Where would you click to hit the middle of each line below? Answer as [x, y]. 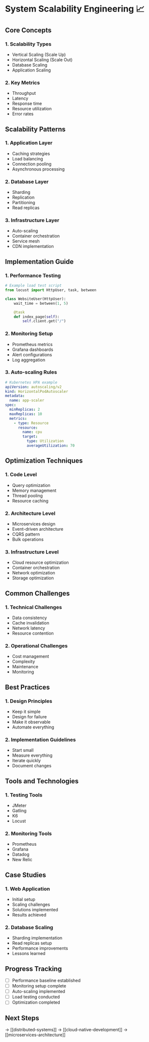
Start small [23, 750]
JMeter [19, 805]
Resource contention [33, 633]
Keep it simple [26, 712]
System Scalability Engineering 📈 [75, 9]
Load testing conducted [36, 997]
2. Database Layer [27, 181]
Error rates [23, 114]
